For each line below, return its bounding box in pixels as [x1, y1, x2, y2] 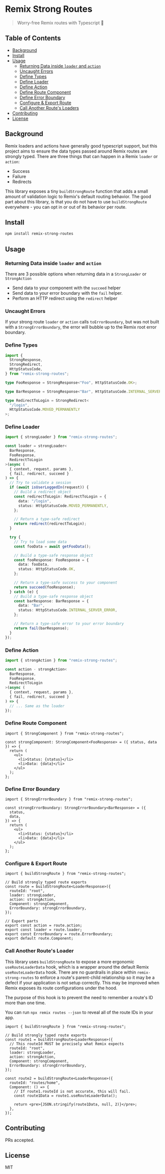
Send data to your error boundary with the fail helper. [12, 290, 123, 296]
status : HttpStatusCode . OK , [18, 567, 76, 572]
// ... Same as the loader [9, 704, 65, 708]
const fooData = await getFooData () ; [14, 544, 91, 549]
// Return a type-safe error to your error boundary [14, 621, 124, 626]
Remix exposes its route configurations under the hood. [5, 985, 118, 991]
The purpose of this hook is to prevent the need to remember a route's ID [5, 994, 153, 1000]
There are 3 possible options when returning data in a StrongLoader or [5, 271, 147, 277]
